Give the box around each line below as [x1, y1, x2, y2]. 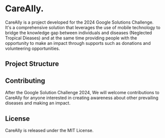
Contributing [5, 76, 45, 85]
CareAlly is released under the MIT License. [5, 127, 94, 133]
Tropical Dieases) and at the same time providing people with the [5, 35, 137, 41]
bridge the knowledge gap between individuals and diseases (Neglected [5, 30, 152, 35]
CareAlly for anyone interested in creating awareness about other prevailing [5, 95, 159, 101]
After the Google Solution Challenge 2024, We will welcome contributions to [5, 90, 160, 96]
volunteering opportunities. [5, 45, 60, 51]
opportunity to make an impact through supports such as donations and [5, 40, 151, 46]
